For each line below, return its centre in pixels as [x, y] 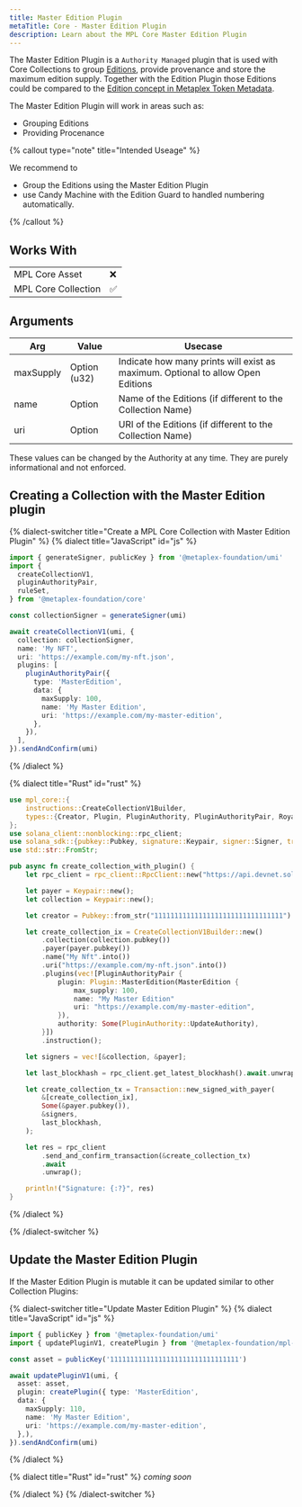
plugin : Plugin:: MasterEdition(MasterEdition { [148, 982]
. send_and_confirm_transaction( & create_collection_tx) [147, 1156]
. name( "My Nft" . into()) [86, 957]
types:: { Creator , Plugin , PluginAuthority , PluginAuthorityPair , [151, 816]
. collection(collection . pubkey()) [106, 940]
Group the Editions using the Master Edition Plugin [115, 185]
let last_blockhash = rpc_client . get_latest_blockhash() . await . [148, 1073]
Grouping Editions [56, 123]
